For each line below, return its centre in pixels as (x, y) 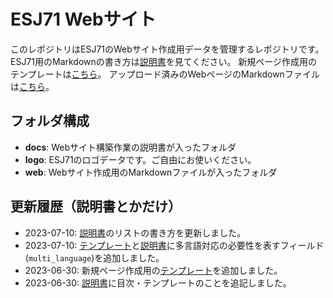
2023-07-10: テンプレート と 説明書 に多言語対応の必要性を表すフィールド (174, 245)
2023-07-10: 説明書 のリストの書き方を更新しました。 (135, 232)
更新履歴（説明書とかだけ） (96, 206)
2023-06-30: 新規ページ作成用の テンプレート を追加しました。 (153, 270)
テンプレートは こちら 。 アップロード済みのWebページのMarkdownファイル (165, 74)
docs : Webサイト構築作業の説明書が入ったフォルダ (130, 147)
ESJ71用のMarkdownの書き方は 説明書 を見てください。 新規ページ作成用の (164, 61)
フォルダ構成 (50, 121)
